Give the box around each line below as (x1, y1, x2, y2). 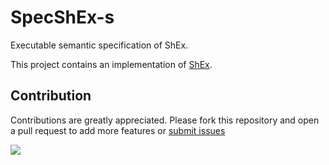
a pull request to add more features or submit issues (10, 124, 226, 136)
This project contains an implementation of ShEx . (10, 58, 213, 70)
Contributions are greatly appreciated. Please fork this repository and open (10, 114, 320, 126)
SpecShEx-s (10, 6, 115, 29)
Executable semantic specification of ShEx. (10, 39, 189, 51)
